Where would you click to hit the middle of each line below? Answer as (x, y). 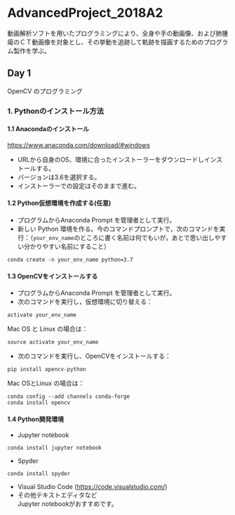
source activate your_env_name (53, 342)
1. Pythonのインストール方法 (55, 111)
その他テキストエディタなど (57, 495)
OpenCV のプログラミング (45, 91)
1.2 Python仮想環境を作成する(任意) (59, 203)
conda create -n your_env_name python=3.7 (70, 260)
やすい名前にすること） (76, 246)
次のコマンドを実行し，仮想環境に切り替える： (85, 302)
